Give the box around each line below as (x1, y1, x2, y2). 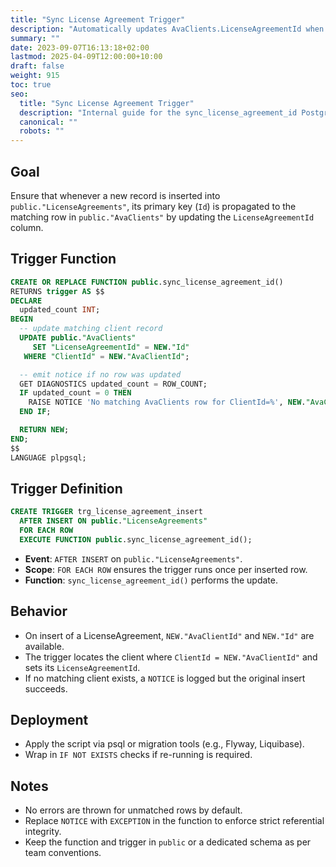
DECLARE (10, 296, 43, 306)
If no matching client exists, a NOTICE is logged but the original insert (24, 672, 306, 684)
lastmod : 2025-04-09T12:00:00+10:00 (10, 52, 163, 62)
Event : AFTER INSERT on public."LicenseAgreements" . (24, 552, 243, 565)
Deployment (10, 712, 89, 729)
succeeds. (24, 682, 68, 695)
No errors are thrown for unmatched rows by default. (24, 804, 243, 816)
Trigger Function (10, 251, 117, 268)
